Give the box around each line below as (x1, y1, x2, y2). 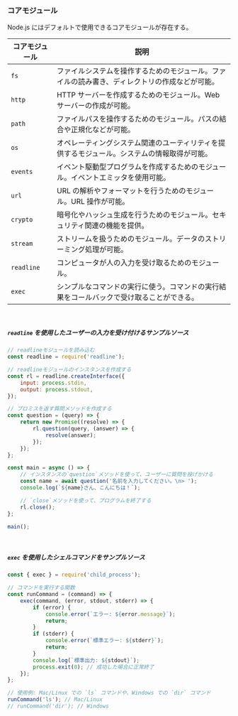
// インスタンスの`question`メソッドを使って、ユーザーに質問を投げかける (20, 471, 214, 478)
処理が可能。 (84, 244, 128, 254)
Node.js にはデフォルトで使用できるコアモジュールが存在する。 (7, 23, 193, 32)
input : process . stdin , (20, 379, 87, 386)
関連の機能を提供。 (84, 221, 149, 231)
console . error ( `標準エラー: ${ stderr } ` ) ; (45, 637, 164, 644)
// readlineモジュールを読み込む (7, 347, 95, 354)
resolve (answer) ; (45, 431, 97, 439)
